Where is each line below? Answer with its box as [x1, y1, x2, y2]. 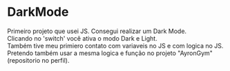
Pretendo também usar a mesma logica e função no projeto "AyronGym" [7, 49, 213, 57]
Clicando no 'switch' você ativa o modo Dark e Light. [7, 34, 157, 42]
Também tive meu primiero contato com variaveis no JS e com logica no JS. [7, 41, 224, 50]
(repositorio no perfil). [7, 56, 70, 64]
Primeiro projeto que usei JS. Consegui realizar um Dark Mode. [7, 27, 187, 35]
